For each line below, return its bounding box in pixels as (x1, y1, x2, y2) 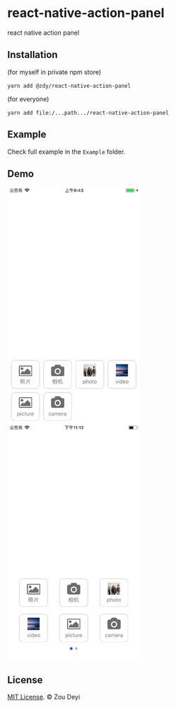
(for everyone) (7, 94, 49, 103)
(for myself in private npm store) (7, 67, 102, 76)
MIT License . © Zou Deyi (7, 692, 81, 702)
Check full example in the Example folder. (7, 147, 126, 156)
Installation (7, 49, 58, 61)
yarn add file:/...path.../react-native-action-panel (7, 109, 170, 116)
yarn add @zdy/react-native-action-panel (7, 82, 131, 89)
